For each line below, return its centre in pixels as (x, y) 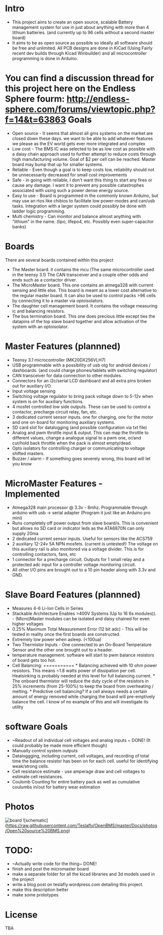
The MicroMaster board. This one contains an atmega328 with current (82, 285)
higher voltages (28, 624)
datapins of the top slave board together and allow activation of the (79, 321)
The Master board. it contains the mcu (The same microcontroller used (83, 269)
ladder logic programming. (39, 211)
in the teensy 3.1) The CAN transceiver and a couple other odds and (80, 275)
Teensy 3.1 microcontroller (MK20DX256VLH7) (59, 360)
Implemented (32, 494)
